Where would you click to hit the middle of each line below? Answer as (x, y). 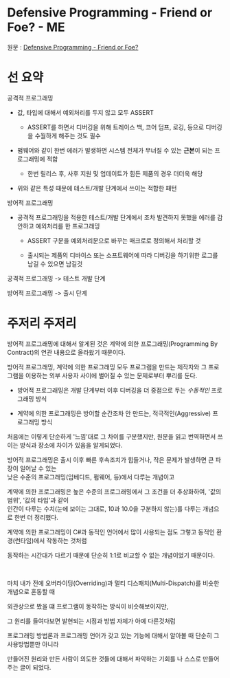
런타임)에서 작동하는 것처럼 (51, 540)
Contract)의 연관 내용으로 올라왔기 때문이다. (66, 352)
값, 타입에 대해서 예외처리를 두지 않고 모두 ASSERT (85, 112)
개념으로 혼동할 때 (31, 591)
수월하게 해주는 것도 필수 (68, 135)
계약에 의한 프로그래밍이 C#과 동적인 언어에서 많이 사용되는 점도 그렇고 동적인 (111, 532)
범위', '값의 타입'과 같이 (38, 500)
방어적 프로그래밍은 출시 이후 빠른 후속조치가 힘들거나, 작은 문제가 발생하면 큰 (111, 459)
